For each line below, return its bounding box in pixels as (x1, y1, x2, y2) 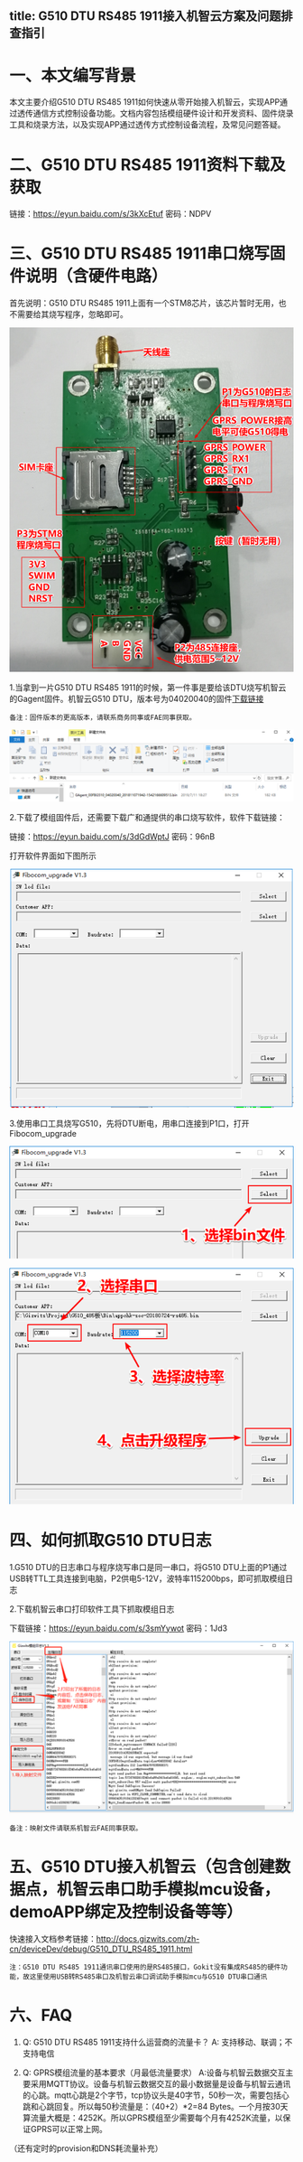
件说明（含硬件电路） (9, 266, 169, 286)
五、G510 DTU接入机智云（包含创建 (9, 1856, 275, 1877)
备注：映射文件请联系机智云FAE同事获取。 (9, 1823, 142, 1832)
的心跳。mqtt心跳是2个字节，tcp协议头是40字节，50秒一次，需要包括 (22, 2090, 282, 2101)
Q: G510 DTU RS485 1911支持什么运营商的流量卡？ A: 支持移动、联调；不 (22, 2036, 293, 2047)
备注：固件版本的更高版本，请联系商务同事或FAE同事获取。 (9, 713, 197, 723)
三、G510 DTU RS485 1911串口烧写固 (9, 243, 286, 264)
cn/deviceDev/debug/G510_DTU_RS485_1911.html (9, 1943, 193, 1954)
